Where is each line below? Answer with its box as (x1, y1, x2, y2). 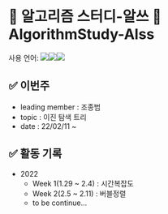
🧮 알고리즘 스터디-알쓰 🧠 (8, 7, 162, 26)
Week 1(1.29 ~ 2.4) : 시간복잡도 (32, 178, 134, 188)
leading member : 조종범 (19, 102, 101, 112)
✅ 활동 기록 (8, 147, 62, 160)
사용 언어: (8, 53, 39, 62)
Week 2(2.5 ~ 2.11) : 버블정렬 (32, 188, 127, 199)
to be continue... (32, 198, 88, 208)
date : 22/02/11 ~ (19, 121, 77, 131)
